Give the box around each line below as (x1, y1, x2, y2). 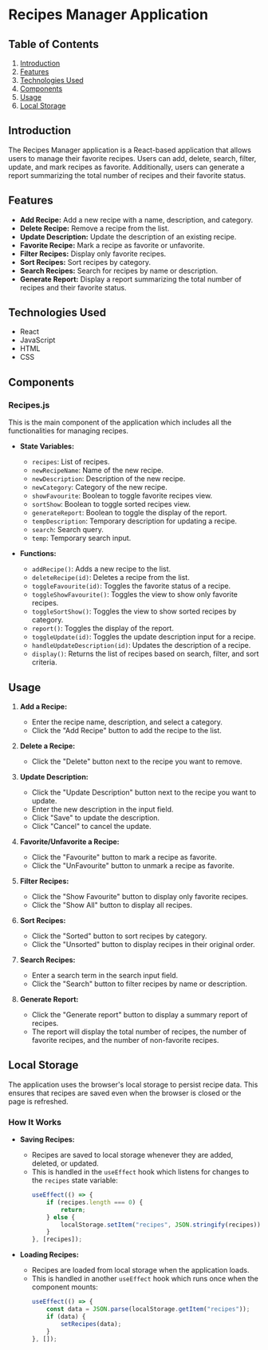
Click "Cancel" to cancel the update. (31, 821, 152, 831)
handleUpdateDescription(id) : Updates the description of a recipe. (31, 641, 251, 650)
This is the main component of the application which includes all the (8, 417, 232, 428)
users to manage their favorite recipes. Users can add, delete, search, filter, (8, 153, 257, 163)
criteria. (31, 657, 57, 667)
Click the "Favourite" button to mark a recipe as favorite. (31, 852, 217, 862)
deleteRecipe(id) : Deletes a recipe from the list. (31, 573, 190, 582)
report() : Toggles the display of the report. (31, 624, 174, 634)
